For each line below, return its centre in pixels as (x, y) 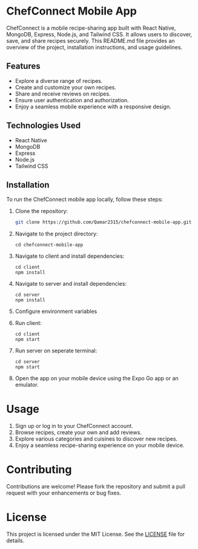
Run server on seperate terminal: (56, 351)
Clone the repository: (41, 211)
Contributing (39, 470)
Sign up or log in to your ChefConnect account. (74, 426)
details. (15, 541)
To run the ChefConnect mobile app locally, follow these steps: (85, 199)
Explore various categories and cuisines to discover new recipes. (96, 439)
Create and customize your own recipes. (66, 87)
